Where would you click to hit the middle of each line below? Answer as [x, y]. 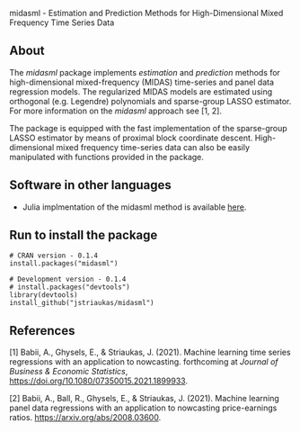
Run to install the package [84, 235]
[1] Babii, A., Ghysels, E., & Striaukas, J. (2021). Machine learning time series [150, 352]
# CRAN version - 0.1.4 [54, 256]
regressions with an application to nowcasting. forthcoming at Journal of [144, 362]
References [42, 331]
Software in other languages [91, 185]
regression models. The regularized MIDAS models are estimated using [141, 91]
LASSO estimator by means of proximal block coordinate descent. [131, 138]
